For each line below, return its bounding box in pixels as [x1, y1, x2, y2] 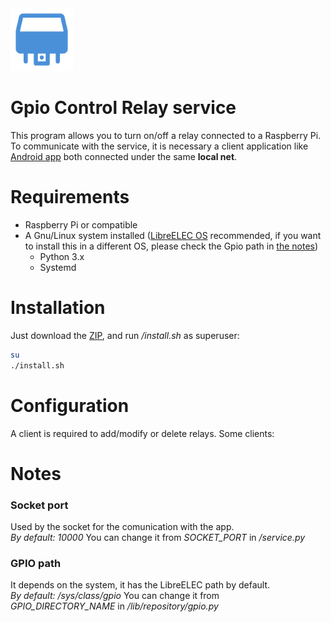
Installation [10, 297, 106, 319]
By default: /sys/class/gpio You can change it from [10, 590, 220, 602]
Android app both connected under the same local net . [10, 150, 238, 162]
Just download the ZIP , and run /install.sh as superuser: [10, 329, 240, 341]
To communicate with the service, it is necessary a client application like [10, 140, 309, 152]
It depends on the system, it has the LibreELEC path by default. [10, 579, 271, 591]
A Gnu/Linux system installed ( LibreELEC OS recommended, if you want [24, 229, 322, 241]
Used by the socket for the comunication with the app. [10, 520, 235, 532]
